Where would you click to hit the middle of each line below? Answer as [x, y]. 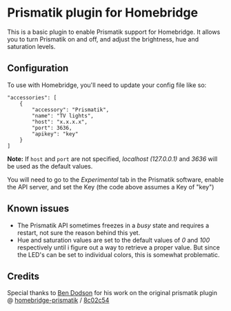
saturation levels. [31, 46]
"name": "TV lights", [63, 115]
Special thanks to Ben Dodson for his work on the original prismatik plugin [112, 293]
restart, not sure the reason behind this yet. [79, 232]
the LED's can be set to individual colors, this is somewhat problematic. [118, 254]
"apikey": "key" [55, 134]
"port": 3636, [52, 128]
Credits [23, 276]
